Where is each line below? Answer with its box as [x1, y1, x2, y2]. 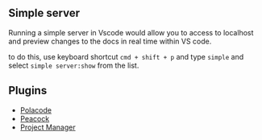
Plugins [8, 84, 48, 97]
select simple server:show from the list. [8, 60, 139, 70]
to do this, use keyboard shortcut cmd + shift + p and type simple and [8, 51, 244, 61]
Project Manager [19, 122, 76, 132]
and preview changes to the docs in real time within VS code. [8, 36, 212, 46]
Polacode [19, 105, 52, 115]
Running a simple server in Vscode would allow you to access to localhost [8, 27, 254, 37]
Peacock [19, 113, 50, 123]
